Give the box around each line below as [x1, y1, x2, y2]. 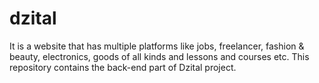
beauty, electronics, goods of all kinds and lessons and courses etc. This [9, 50, 310, 62]
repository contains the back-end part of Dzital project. [9, 61, 237, 73]
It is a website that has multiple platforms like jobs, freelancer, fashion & [9, 40, 305, 52]
